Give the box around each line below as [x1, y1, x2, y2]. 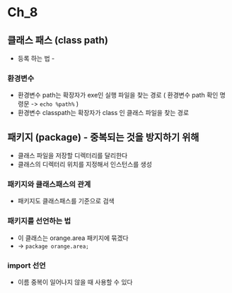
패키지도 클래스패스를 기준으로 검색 [17, 197, 115, 205]
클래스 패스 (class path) [7, 34, 108, 46]
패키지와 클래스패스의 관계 [7, 179, 91, 189]
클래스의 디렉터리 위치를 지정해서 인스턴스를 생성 [17, 160, 152, 169]
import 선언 [7, 261, 46, 270]
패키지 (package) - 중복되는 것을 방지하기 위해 [7, 131, 199, 143]
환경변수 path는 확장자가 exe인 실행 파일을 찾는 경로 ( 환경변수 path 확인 [17, 91, 219, 100]
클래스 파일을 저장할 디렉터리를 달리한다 [17, 151, 128, 160]
